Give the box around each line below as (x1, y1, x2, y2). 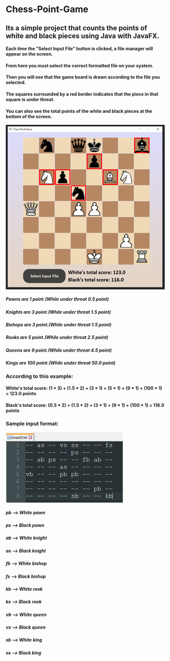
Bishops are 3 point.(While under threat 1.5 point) (6, 322, 112, 328)
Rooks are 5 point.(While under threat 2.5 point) (6, 335, 108, 341)
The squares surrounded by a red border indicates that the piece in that (6, 91, 158, 97)
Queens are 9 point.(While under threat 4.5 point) (6, 347, 112, 353)
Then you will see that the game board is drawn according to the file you (6, 74, 160, 80)
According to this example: (6, 372, 74, 380)
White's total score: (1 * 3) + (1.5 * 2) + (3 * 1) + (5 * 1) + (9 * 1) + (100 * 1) (6, 385, 162, 391)
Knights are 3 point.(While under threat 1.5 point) (6, 309, 111, 315)
